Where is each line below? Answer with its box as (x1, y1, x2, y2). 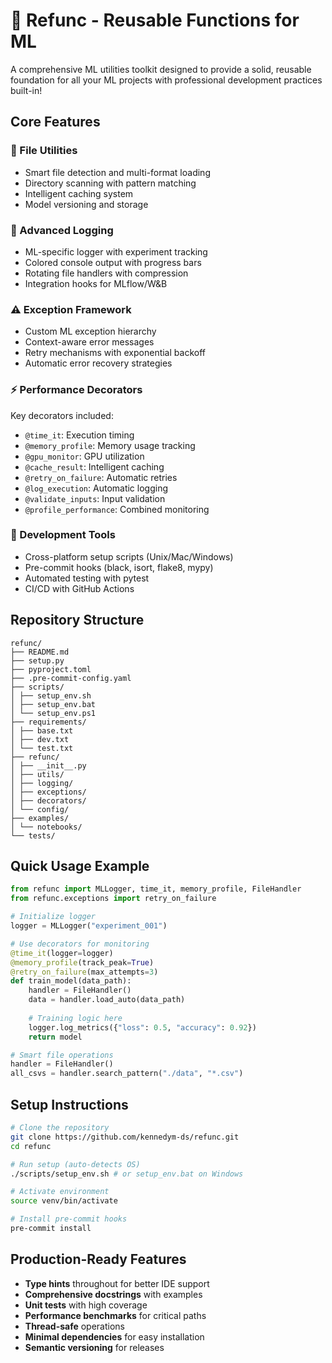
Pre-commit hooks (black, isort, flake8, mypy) (24, 561, 214, 573)
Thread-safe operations (24, 1320, 126, 1332)
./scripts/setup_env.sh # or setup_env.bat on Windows (10, 1169, 244, 1179)
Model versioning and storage (24, 198, 149, 210)
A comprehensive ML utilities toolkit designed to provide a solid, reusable (10, 63, 312, 75)
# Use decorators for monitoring (10, 939, 150, 949)
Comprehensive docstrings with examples (24, 1288, 203, 1300)
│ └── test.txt (10, 743, 74, 753)
